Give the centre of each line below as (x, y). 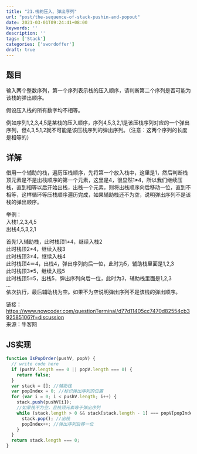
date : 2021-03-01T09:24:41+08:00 (47, 22)
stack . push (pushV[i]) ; (44, 402)
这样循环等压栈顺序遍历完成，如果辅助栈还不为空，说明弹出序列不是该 (106, 195)
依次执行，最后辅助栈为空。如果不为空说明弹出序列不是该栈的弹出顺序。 (93, 292)
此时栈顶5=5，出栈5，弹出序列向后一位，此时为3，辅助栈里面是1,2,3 (89, 278)
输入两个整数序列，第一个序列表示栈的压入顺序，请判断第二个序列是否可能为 (98, 90)
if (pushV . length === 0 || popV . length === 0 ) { (72, 369)
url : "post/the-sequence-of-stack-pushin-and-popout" (73, 17)
